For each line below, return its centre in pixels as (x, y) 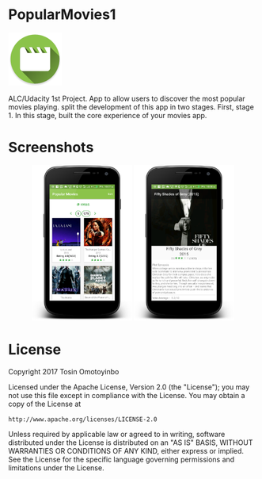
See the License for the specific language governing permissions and (122, 460)
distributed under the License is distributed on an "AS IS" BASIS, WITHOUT (131, 443)
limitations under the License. (56, 468)
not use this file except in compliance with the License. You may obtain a (127, 396)
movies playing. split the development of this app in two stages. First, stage (131, 107)
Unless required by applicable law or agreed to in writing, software (117, 435)
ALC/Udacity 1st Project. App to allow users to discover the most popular (127, 98)
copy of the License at (45, 404)
